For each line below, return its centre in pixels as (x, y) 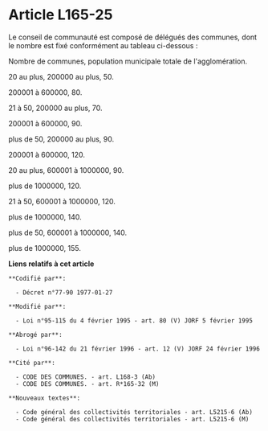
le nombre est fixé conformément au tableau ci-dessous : (103, 45)
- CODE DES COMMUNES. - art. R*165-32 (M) (87, 384)
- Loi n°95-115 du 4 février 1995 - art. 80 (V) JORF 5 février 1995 (134, 320)
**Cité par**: (32, 363)
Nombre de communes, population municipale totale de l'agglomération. (128, 61)
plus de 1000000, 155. (45, 248)
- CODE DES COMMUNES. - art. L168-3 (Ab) (86, 377)
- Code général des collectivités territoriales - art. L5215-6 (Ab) (134, 412)
